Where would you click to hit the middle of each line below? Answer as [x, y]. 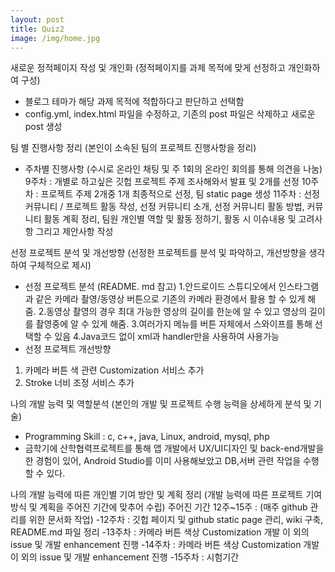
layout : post [37, 19]
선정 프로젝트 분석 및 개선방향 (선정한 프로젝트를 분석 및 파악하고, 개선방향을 [158, 253]
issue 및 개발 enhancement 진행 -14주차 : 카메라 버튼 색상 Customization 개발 [165, 545]
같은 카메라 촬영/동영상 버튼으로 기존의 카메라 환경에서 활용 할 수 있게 [170, 299]
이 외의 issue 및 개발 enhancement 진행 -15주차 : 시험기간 [125, 557]
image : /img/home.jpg [55, 38]
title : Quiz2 [37, 29]
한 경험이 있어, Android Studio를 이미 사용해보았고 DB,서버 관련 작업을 [163, 461]
